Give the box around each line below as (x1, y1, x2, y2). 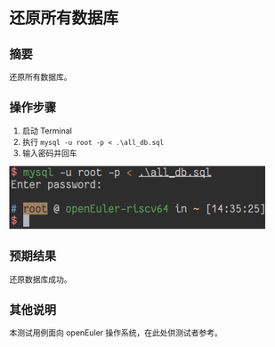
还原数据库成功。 (9, 273, 72, 285)
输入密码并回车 (21, 148, 77, 158)
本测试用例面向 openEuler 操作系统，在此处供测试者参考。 (9, 327, 222, 338)
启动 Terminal (21, 125, 73, 136)
